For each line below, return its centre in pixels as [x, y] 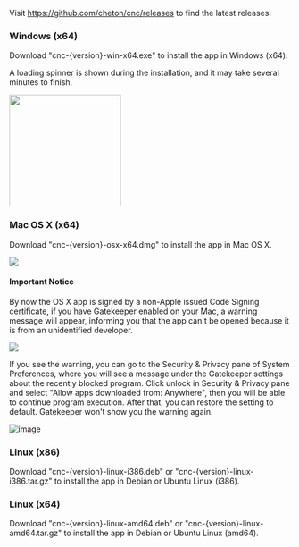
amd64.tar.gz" [36, 533]
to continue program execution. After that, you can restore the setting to [141, 402]
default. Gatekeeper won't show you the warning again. [111, 411]
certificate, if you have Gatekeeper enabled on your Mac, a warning [133, 311]
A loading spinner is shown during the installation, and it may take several [144, 73]
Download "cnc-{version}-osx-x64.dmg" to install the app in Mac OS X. [141, 244]
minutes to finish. [41, 82]
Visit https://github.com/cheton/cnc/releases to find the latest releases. [141, 13]
